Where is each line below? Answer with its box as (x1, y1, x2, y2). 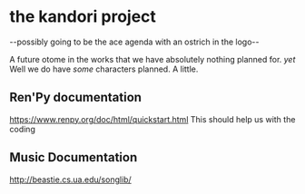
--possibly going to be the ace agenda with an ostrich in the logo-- (9, 36, 260, 47)
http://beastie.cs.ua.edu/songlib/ (9, 174, 132, 185)
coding (9, 123, 36, 134)
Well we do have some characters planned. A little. (9, 63, 199, 74)
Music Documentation (9, 150, 138, 165)
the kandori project (9, 6, 157, 27)
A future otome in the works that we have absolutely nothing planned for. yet (9, 53, 296, 64)
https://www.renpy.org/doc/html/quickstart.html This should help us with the (9, 113, 296, 124)
